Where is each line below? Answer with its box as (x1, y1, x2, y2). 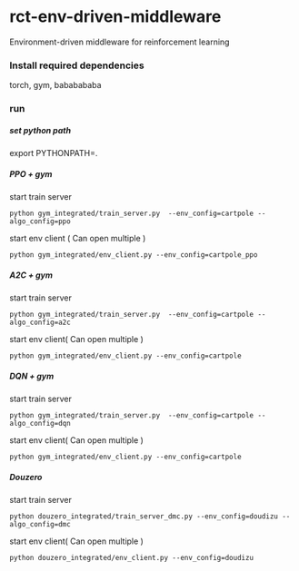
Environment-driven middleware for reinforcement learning (9, 36, 230, 47)
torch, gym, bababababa (9, 80, 102, 91)
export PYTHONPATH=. (9, 148, 98, 159)
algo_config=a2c (9, 318, 71, 328)
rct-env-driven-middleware (9, 6, 222, 27)
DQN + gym (9, 370, 55, 381)
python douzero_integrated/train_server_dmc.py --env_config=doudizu (9, 512, 279, 521)
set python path (9, 124, 71, 135)
